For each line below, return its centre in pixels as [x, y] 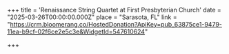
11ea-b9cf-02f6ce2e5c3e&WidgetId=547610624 [76, 31]
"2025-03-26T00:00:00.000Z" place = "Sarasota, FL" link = [92, 17]
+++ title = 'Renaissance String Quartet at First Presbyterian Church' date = [114, 10]
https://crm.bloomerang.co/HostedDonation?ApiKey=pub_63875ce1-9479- [116, 24]
